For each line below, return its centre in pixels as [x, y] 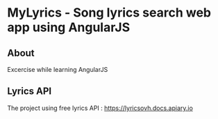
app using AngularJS [69, 27]
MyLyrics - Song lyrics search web [109, 13]
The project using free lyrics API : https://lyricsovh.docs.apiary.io [100, 108]
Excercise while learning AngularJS [58, 70]
